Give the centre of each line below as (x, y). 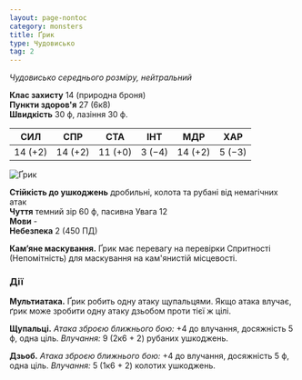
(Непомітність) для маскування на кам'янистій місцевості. (124, 258)
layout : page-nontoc (49, 18)
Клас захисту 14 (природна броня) (78, 95)
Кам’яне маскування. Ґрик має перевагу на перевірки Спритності (140, 249)
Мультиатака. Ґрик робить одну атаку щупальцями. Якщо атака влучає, (151, 302)
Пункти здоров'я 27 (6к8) (60, 105)
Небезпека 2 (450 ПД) (54, 231)
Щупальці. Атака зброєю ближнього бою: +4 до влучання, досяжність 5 (151, 329)
